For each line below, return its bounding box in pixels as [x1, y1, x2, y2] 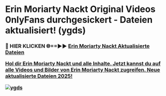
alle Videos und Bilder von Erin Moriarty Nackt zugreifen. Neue [5, 66, 161, 73]
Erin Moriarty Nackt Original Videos [5, 3, 156, 15]
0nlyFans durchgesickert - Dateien [5, 14, 153, 25]
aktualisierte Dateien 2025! [5, 72, 73, 79]
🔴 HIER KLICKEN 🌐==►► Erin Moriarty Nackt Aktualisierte [5, 42, 150, 49]
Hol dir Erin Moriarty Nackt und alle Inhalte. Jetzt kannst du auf [5, 60, 161, 67]
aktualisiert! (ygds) [5, 25, 86, 36]
